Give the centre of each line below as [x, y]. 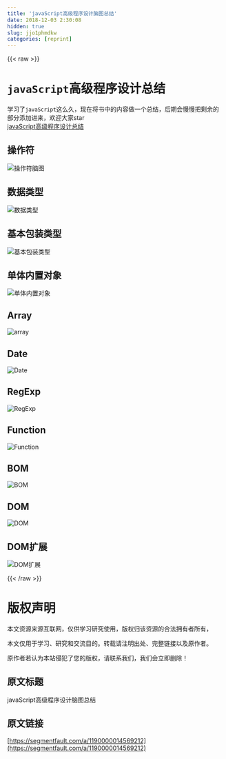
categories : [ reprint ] [40, 39]
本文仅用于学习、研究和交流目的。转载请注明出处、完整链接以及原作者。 [110, 643]
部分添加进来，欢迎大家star [46, 118]
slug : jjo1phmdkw [32, 33]
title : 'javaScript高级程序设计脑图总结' [62, 13]
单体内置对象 [34, 275]
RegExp [24, 392]
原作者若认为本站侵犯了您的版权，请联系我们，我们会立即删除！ [97, 658]
